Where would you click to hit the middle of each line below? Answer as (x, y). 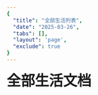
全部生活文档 (49, 80)
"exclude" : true (37, 46)
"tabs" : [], (31, 33)
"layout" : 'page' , (40, 40)
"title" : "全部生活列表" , (48, 20)
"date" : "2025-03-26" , (46, 27)
